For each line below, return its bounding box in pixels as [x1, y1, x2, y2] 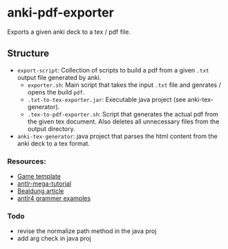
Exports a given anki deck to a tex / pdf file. [7, 28, 131, 36]
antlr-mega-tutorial [17, 179, 72, 188]
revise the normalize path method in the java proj [17, 227, 157, 235]
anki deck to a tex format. [17, 139, 91, 148]
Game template [17, 172, 61, 181]
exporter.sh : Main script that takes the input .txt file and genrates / [27, 81, 221, 89]
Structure [7, 48, 50, 59]
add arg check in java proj [17, 235, 91, 243]
